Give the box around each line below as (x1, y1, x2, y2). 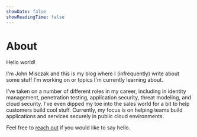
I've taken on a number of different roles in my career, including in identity (6, 88, 186, 95)
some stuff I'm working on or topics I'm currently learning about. (6, 76, 164, 83)
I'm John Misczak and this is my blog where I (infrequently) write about (6, 70, 179, 77)
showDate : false (6, 8, 46, 15)
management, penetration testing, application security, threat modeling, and (6, 94, 191, 101)
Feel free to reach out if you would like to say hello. (6, 124, 131, 131)
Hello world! (6, 59, 35, 66)
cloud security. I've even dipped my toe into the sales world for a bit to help (6, 101, 190, 108)
